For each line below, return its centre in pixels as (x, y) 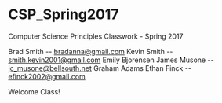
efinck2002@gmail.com (47, 76)
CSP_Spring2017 (64, 15)
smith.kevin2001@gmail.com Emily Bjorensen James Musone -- (111, 60)
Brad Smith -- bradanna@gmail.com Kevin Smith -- (91, 51)
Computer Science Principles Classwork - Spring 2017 (96, 36)
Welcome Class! (34, 91)
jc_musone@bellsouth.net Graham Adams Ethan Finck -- (100, 68)
